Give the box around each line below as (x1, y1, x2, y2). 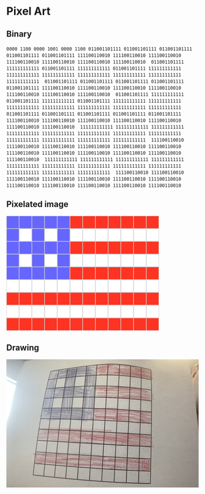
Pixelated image (6, 199, 69, 209)
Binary (6, 29, 32, 39)
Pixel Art (6, 4, 51, 18)
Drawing (6, 343, 40, 353)
